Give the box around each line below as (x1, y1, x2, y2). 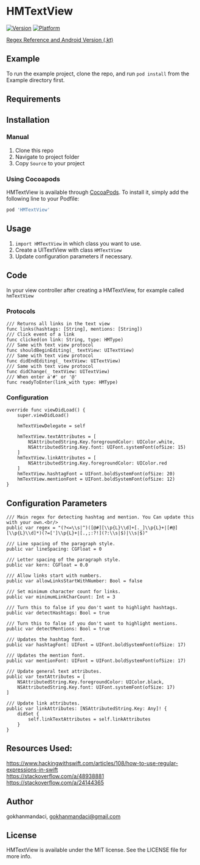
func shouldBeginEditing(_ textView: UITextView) (6, 347, 135, 353)
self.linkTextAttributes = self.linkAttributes (28, 716, 151, 723)
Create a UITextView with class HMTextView (15, 246, 122, 253)
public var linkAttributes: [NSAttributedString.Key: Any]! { (6, 706, 167, 712)
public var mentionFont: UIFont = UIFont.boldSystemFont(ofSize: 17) (6, 658, 187, 664)
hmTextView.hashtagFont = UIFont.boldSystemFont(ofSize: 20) (17, 471, 175, 477)
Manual (6, 133, 29, 141)
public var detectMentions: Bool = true (6, 626, 111, 632)
